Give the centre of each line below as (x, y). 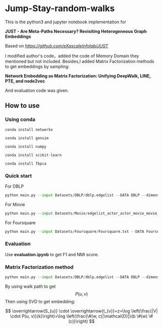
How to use (22, 106)
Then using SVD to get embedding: (40, 302)
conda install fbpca (26, 164)
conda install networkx (29, 130)
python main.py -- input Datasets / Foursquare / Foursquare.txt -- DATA (75, 231)
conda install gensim (27, 138)
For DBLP (15, 186)
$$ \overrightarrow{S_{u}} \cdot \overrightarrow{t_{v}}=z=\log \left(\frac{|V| (81, 311)
